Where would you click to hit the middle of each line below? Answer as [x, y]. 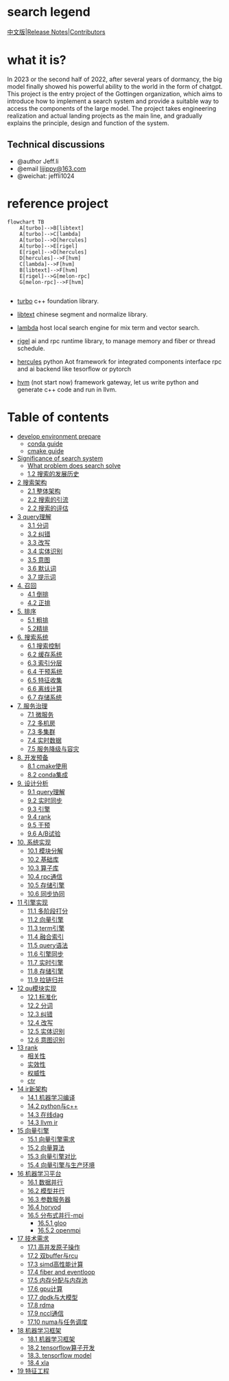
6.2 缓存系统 [45, 654]
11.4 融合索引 [45, 937]
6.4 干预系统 [45, 671]
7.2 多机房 [41, 723]
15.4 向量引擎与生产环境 [61, 1165]
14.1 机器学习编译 [51, 1097]
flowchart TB [26, 222]
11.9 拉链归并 [45, 979]
